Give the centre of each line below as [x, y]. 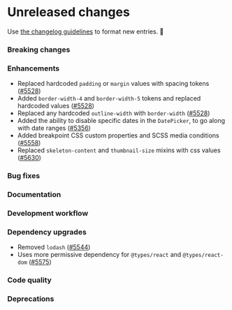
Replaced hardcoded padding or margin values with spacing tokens [113, 84]
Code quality [30, 280]
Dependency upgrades [47, 232]
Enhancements [34, 68]
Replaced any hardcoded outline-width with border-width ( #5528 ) [114, 113]
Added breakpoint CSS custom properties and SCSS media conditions [118, 135]
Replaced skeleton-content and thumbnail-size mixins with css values [119, 150]
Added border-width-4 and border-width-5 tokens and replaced [109, 98]
